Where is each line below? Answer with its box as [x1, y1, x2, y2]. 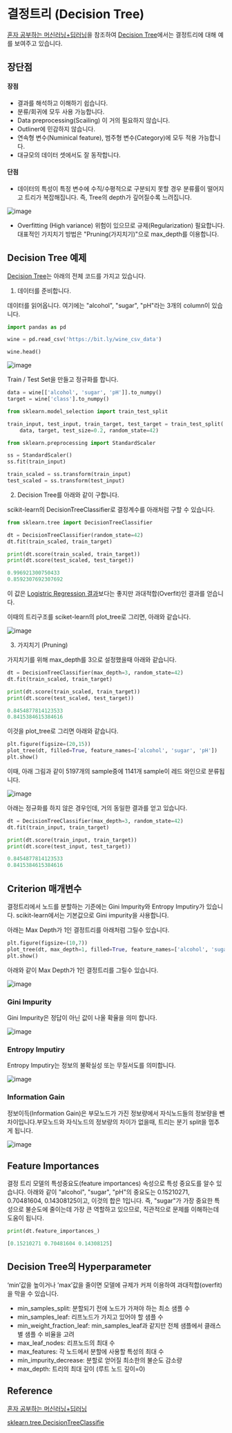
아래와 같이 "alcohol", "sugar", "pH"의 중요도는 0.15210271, [27, 1188, 190, 1196]
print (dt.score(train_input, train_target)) [7, 837, 137, 843]
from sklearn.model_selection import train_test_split [7, 408, 168, 415]
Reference [7, 1385, 53, 1397]
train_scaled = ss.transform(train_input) [7, 471, 131, 478]
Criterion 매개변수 [7, 883, 82, 895]
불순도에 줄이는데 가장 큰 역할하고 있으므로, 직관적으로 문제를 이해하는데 [25, 1205, 220, 1214]
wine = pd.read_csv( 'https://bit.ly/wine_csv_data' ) [7, 336, 162, 343]
